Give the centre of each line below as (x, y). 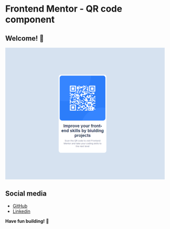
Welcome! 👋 (25, 38)
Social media (26, 194)
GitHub (20, 206)
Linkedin (22, 211)
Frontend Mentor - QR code (64, 9)
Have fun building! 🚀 (27, 221)
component (30, 20)
